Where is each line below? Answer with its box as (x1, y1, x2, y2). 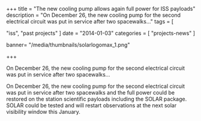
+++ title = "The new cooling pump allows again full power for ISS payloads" (6, 5, 196, 12)
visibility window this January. (6, 108, 81, 115)
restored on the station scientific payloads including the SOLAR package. (6, 96, 187, 102)
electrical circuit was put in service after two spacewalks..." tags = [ (6, 18, 174, 25)
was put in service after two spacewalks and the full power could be (6, 89, 175, 96)
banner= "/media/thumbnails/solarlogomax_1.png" (6, 42, 130, 48)
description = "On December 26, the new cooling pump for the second (6, 11, 181, 19)
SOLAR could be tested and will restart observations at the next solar (6, 102, 177, 109)
